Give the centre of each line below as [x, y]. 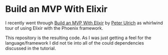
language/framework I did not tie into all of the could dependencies [75, 43]
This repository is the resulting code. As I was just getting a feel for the [78, 38]
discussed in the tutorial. [31, 48]
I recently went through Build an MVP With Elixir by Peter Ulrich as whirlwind [84, 23]
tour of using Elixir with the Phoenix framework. [54, 28]
